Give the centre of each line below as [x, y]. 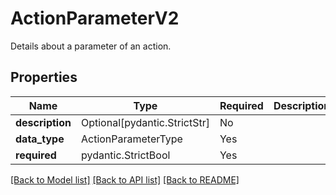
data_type [40, 139]
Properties [44, 77]
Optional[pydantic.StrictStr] [145, 122]
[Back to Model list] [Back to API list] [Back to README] [125, 179]
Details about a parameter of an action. [91, 46]
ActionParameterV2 [95, 18]
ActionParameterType [131, 139]
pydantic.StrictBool [125, 155]
